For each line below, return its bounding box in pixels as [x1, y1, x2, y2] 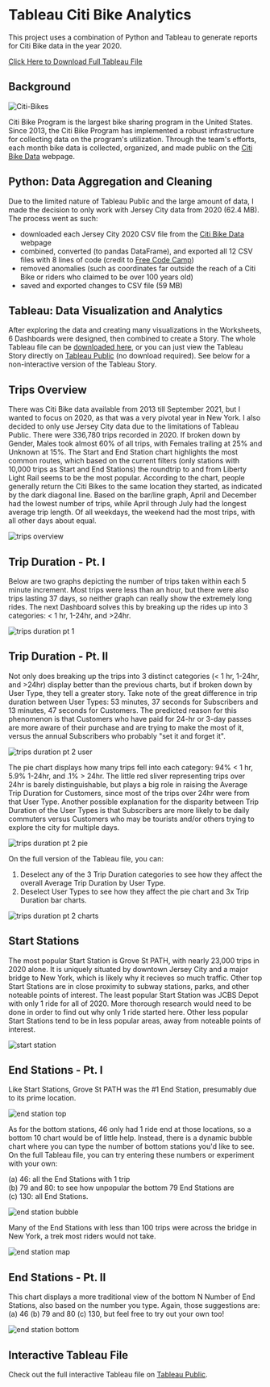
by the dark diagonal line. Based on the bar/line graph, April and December [8, 490, 257, 500]
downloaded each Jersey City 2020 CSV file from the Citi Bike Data [19, 228, 244, 239]
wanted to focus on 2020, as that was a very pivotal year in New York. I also [8, 413, 261, 423]
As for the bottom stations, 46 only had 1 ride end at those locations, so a [8, 1125, 251, 1134]
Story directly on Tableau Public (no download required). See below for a [8, 351, 251, 361]
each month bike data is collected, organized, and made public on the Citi [8, 143, 253, 153]
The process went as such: [8, 213, 98, 223]
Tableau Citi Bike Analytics [8, 6, 192, 24]
